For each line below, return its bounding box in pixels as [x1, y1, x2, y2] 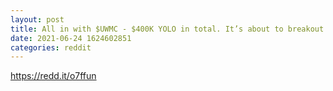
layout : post [10, 14, 65, 25]
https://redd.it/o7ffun [10, 70, 97, 82]
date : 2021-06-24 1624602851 [10, 33, 132, 43]
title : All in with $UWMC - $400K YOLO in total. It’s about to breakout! [10, 24, 329, 34]
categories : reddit [10, 42, 92, 53]
